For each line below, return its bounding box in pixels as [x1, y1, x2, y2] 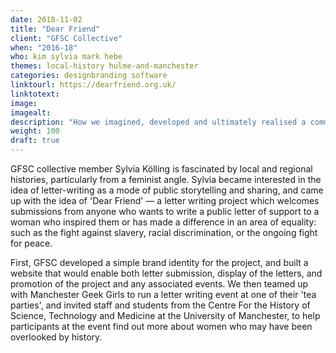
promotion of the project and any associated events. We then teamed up [10, 278, 309, 290]
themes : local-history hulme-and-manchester [10, 61, 199, 71]
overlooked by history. [10, 331, 103, 343]
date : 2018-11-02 [10, 14, 83, 25]
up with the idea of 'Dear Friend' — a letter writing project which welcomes [10, 195, 320, 206]
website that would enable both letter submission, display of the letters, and [10, 267, 323, 279]
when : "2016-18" [10, 42, 78, 53]
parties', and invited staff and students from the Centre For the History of [10, 299, 311, 311]
